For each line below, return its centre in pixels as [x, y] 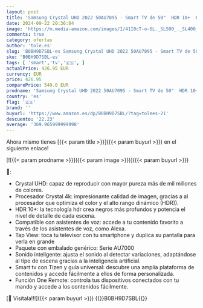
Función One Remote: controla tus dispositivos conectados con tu [97, 280]
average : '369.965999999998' [43, 125]
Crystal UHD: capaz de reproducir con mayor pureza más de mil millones [106, 184]
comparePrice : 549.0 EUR [37, 85]
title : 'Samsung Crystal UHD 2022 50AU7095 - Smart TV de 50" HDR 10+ [98, 18]
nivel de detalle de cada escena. [55, 216]
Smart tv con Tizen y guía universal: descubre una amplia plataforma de [105, 267]
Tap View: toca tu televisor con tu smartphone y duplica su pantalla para [105, 235]
